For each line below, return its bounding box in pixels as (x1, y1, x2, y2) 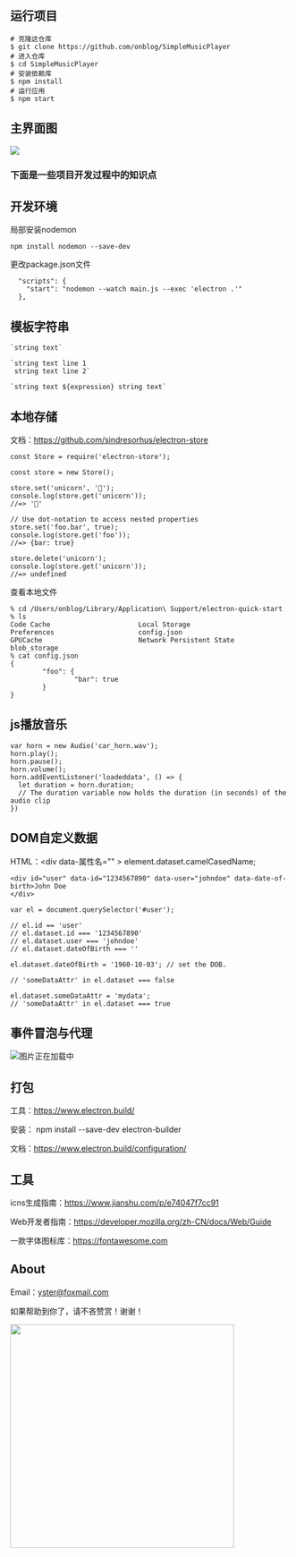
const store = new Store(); (10, 468, 115, 477)
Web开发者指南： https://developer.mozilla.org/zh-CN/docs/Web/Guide (10, 1216, 272, 1228)
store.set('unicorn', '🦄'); (10, 483, 115, 492)
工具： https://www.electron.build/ (10, 1105, 135, 1116)
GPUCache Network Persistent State (10, 635, 235, 644)
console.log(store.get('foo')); (10, 531, 131, 540)
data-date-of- (233, 873, 287, 883)
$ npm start (10, 94, 55, 103)
